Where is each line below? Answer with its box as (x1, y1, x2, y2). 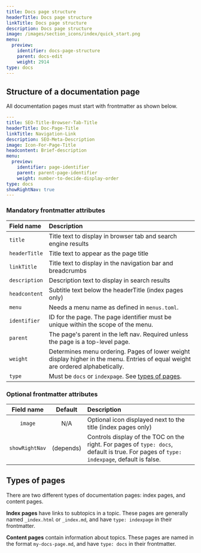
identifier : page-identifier (17, 164, 90, 171)
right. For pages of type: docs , (87, 440, 173, 448)
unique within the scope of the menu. (48, 320, 154, 328)
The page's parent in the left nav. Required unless (48, 330, 188, 339)
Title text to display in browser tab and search (48, 232, 178, 240)
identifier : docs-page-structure (17, 48, 100, 54)
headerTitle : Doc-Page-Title (6, 125, 79, 131)
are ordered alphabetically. (48, 362, 124, 370)
